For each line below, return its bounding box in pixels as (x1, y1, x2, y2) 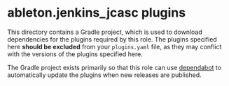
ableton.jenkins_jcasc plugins (7, 5, 186, 21)
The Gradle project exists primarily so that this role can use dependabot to (7, 63, 222, 71)
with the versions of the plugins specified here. (7, 50, 144, 58)
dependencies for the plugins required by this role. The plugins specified (7, 35, 217, 43)
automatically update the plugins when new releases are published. (7, 71, 202, 79)
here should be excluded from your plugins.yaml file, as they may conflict (7, 42, 222, 51)
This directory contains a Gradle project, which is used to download (7, 28, 203, 36)
